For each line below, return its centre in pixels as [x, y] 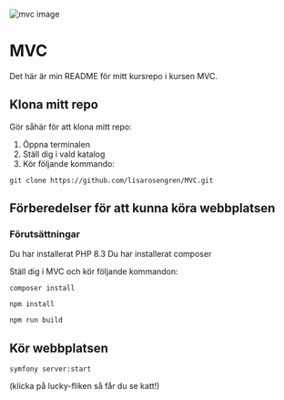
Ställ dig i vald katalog [64, 154]
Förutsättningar [45, 234]
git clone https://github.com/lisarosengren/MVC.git [112, 180]
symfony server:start [51, 369]
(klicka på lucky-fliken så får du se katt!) [85, 386]
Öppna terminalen [56, 144]
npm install [32, 304]
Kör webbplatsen [59, 348]
